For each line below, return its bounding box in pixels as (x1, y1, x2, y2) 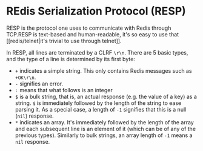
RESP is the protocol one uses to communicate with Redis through (6, 24, 171, 32)
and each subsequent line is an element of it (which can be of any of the (15, 125, 196, 132)
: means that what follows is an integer (15, 86, 113, 93)
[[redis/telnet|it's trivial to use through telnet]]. (6, 37, 122, 44)
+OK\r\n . (15, 73, 36, 81)
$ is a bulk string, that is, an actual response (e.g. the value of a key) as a (15, 93, 197, 100)
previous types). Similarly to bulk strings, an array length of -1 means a (15, 132, 193, 139)
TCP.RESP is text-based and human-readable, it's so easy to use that (6, 30, 179, 38)
